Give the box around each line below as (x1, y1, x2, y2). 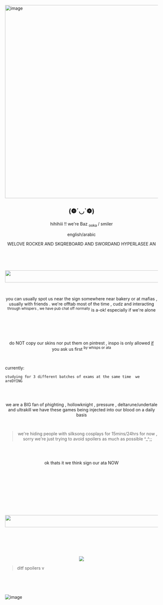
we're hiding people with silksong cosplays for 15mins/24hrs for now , (17, 430, 158, 437)
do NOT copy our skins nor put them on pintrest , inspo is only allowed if (9, 340, 154, 346)
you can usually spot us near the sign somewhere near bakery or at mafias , (5, 295, 158, 301)
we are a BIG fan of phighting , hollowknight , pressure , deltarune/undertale (5, 401, 158, 408)
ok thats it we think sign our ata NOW (44, 459, 119, 466)
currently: (5, 365, 25, 371)
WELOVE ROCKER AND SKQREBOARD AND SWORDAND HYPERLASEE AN (7, 241, 156, 246)
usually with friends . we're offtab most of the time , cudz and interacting (9, 301, 154, 307)
